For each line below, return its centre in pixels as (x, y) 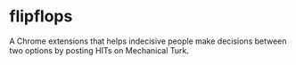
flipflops (41, 16)
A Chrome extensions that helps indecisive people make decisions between (148, 41)
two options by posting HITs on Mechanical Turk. (99, 50)
